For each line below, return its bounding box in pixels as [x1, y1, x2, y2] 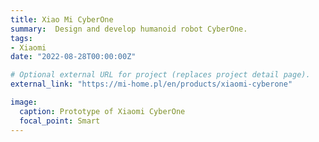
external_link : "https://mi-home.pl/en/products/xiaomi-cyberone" [10, 79, 293, 90]
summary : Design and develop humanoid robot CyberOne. [10, 24, 248, 34]
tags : [10, 33, 33, 43]
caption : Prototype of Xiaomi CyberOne [19, 106, 186, 116]
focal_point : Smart [19, 116, 101, 126]
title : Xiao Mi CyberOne [10, 14, 114, 25]
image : [10, 97, 38, 107]
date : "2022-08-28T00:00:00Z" [10, 52, 137, 62]
